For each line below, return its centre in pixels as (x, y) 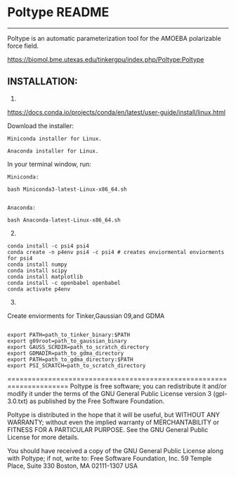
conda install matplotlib (45, 276)
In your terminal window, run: (49, 164)
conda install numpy (38, 265)
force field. (23, 46)
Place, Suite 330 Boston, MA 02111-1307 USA (73, 466)
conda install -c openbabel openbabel (64, 283)
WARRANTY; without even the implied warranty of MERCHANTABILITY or (113, 422)
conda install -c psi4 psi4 (48, 246)
